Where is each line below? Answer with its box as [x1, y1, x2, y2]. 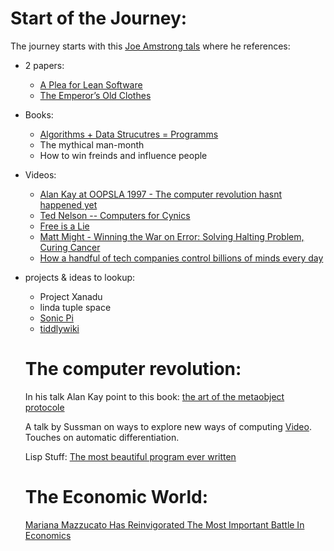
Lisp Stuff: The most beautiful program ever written [24, 450, 237, 462]
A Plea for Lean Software [39, 78, 143, 91]
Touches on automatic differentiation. [24, 431, 180, 443]
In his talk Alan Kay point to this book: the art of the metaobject [24, 390, 285, 402]
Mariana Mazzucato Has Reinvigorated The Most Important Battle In [24, 518, 305, 531]
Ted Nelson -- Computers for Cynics [39, 209, 191, 221]
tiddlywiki [39, 322, 80, 334]
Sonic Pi [39, 312, 74, 324]
